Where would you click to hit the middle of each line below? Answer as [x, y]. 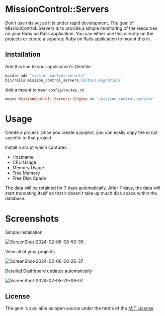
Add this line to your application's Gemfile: [48, 66]
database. [15, 199]
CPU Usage [24, 162]
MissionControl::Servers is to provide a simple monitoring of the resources [81, 28]
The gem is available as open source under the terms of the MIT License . [80, 308]
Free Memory [26, 173]
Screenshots [32, 219]
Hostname [23, 157]
